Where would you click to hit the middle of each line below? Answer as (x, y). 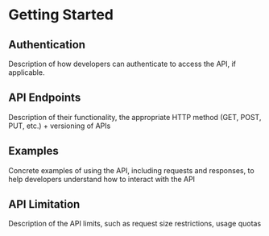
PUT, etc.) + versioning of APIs (60, 126)
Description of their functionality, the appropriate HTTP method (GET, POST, (135, 117)
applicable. (27, 72)
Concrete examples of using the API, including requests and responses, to (132, 170)
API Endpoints (45, 98)
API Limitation (44, 204)
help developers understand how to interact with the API (102, 179)
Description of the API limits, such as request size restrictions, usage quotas (135, 224)
